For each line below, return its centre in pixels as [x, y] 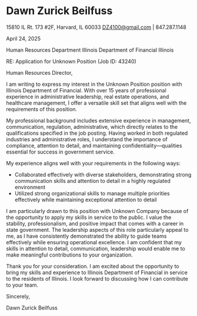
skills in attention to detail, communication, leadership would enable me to [96, 248]
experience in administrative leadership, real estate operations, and [88, 97]
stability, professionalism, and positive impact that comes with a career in [95, 223]
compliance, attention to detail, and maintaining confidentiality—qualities [94, 145]
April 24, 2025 [24, 38]
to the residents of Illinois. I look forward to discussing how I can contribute [97, 278]
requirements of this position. [42, 109]
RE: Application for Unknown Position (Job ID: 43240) [71, 61]
